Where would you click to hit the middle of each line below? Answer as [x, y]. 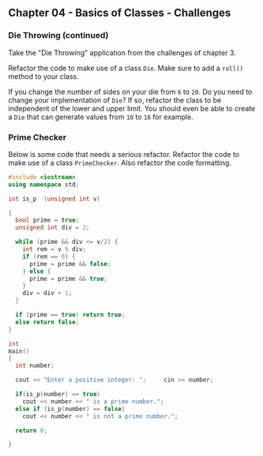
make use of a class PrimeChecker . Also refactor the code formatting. [120, 163]
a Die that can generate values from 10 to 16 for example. [101, 117]
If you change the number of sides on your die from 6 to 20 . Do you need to [130, 92]
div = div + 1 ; [47, 293]
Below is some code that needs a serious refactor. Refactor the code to [124, 154]
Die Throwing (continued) [58, 36]
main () [19, 351]
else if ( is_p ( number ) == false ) [70, 409]
